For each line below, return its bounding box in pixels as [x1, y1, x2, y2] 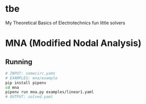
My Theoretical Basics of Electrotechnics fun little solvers [5, 20, 126, 26]
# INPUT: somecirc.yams [5, 71, 56, 76]
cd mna [5, 85, 19, 90]
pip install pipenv [5, 80, 47, 85]
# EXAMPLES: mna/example [5, 75, 58, 81]
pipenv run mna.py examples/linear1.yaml [5, 89, 94, 95]
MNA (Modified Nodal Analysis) [5, 37, 142, 49]
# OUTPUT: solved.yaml [5, 94, 53, 99]
